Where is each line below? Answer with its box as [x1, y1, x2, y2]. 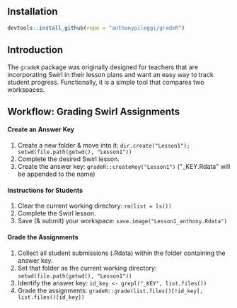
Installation [7, 6, 58, 18]
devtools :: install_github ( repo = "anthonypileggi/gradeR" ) [7, 24, 185, 31]
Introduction [7, 44, 64, 56]
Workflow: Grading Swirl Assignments [7, 105, 180, 117]
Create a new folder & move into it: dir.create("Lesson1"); [17, 141, 190, 150]
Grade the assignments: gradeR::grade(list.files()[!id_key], [17, 286, 204, 295]
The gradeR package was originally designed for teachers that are [7, 63, 199, 71]
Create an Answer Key [7, 125, 75, 134]
